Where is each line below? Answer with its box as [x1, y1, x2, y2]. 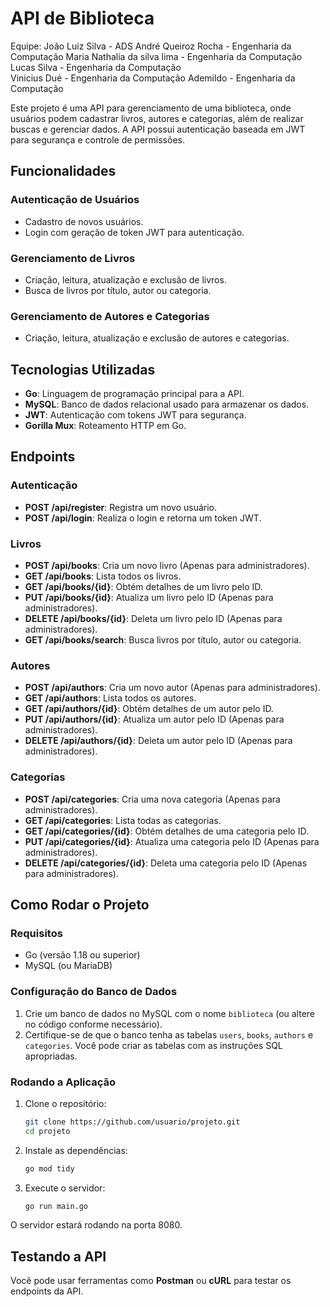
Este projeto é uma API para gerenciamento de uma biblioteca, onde [10, 102, 292, 114]
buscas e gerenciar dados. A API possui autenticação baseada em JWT [10, 123, 306, 135]
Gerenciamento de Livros [10, 251, 136, 265]
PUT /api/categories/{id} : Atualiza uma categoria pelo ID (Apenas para [24, 835, 320, 847]
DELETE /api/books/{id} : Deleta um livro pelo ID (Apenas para [24, 613, 283, 625]
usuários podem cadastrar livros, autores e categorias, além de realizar [10, 112, 304, 124]
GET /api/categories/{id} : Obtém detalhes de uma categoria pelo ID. [24, 825, 309, 837]
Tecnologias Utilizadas [10, 361, 156, 378]
